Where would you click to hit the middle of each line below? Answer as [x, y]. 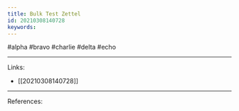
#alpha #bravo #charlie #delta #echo [62, 47]
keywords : [22, 27]
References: [25, 101]
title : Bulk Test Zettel [44, 14]
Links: [16, 67]
